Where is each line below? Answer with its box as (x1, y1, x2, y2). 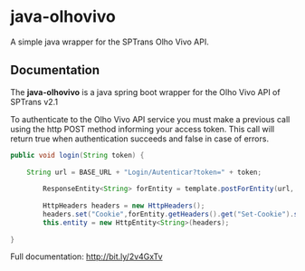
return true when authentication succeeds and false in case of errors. (10, 133, 270, 144)
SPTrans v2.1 (10, 96, 58, 107)
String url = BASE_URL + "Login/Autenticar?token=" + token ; (26, 168, 262, 177)
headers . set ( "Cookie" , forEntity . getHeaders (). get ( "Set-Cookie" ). (43, 209, 295, 218)
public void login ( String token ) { (10, 150, 145, 160)
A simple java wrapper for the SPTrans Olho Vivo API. (10, 36, 209, 47)
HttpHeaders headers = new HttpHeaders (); (43, 201, 205, 210)
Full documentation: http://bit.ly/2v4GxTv (10, 251, 163, 262)
